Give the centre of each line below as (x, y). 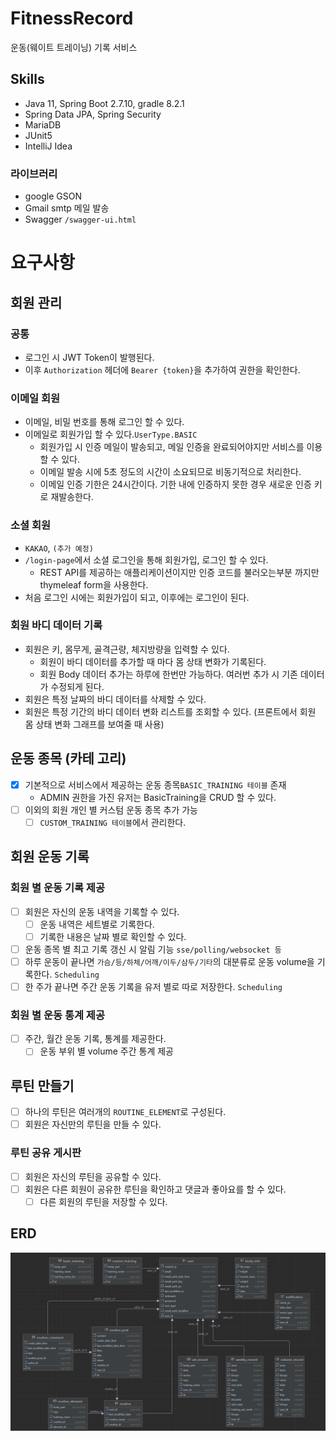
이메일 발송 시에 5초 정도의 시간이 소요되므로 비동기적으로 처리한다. (170, 472)
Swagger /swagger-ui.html (80, 219)
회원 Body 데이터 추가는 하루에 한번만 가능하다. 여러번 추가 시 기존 (168, 674)
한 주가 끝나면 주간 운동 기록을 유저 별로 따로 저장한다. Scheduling (153, 986)
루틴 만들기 (42, 1085)
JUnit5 (38, 135)
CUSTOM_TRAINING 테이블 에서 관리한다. (113, 822)
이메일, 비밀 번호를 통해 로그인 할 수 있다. (104, 422)
